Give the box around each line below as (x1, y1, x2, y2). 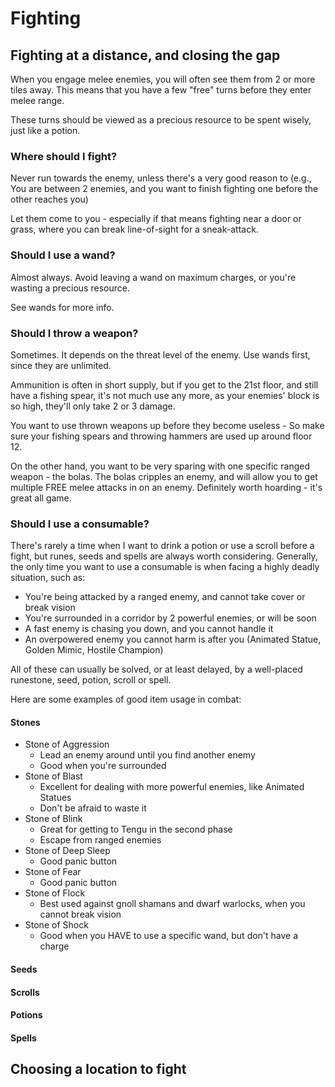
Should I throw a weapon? (10, 326, 139, 340)
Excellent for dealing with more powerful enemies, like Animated (39, 781, 305, 793)
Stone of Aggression (24, 738, 110, 751)
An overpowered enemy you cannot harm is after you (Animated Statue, (24, 633, 322, 646)
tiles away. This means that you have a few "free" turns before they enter (10, 84, 312, 96)
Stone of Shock (24, 919, 89, 931)
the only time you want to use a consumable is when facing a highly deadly (10, 561, 320, 573)
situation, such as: (10, 572, 86, 584)
